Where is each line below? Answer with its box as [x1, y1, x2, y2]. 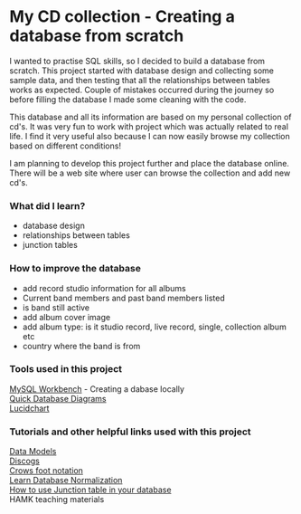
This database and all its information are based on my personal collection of [9, 111, 292, 122]
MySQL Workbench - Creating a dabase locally [9, 383, 185, 395]
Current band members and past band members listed [22, 292, 225, 303]
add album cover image [22, 311, 111, 322]
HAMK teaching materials [9, 494, 105, 505]
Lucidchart [9, 403, 50, 414]
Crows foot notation [9, 465, 84, 476]
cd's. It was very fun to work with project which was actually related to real [9, 120, 289, 132]
